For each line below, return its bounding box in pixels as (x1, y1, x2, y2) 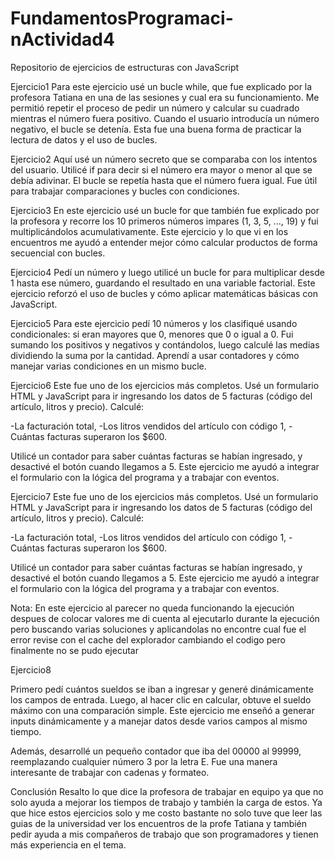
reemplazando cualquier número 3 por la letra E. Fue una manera (10, 755, 278, 767)
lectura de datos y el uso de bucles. (10, 133, 158, 146)
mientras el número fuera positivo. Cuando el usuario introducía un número (10, 112, 320, 124)
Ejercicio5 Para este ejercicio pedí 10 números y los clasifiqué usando (10, 317, 298, 329)
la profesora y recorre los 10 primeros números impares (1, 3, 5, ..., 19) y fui (10, 215, 319, 227)
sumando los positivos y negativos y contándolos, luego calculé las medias (10, 338, 320, 351)
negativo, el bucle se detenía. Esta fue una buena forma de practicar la (10, 123, 302, 135)
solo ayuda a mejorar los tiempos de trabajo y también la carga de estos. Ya (10, 796, 323, 808)
